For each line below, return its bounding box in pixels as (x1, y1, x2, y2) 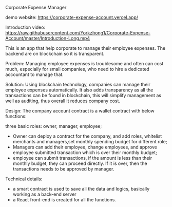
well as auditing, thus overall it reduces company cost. (5, 98, 121, 104)
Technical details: (5, 176, 43, 182)
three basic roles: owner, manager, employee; (5, 123, 102, 129)
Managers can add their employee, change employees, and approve (12, 144, 158, 150)
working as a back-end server (12, 191, 77, 197)
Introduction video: (5, 24, 45, 30)
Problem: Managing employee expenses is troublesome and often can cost (5, 61, 164, 66)
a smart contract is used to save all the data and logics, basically (12, 186, 150, 192)
